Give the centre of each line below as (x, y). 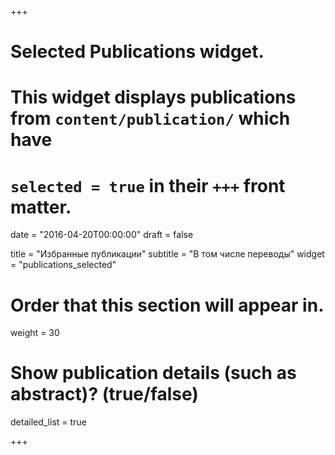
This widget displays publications (153, 97)
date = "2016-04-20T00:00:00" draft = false (102, 235)
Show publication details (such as (153, 373)
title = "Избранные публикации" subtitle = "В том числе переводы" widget (167, 254)
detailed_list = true (48, 422)
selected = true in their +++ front (148, 185)
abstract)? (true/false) (104, 394)
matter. (41, 207)
